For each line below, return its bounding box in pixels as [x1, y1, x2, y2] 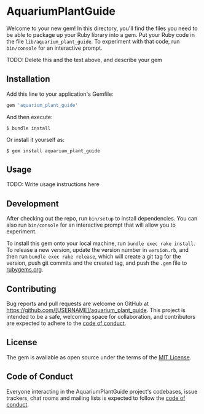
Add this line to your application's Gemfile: [6, 90, 114, 98]
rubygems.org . [6, 266, 44, 273]
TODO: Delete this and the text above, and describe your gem [6, 56, 163, 63]
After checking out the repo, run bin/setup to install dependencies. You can [6, 215, 198, 222]
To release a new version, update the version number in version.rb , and [6, 246, 189, 254]
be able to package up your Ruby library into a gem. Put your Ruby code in [6, 31, 195, 38]
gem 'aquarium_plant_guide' [6, 102, 79, 108]
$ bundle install [6, 125, 51, 131]
